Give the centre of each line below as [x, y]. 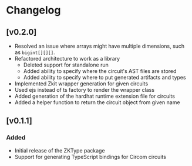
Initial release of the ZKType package [60, 150]
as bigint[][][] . [35, 52]
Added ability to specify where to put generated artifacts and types [105, 77]
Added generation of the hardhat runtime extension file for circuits [95, 96]
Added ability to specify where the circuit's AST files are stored [100, 71]
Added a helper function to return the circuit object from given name [97, 102]
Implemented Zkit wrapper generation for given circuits [81, 84]
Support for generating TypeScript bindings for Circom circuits [90, 157]
